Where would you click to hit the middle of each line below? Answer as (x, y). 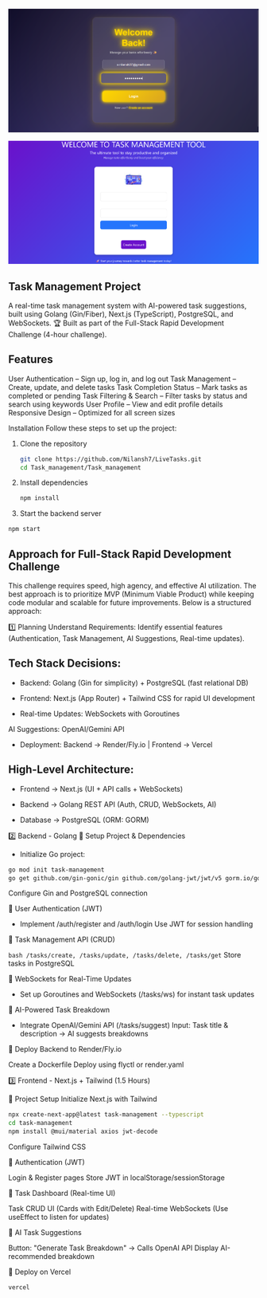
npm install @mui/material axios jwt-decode (83, 1132)
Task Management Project (75, 287)
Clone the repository (53, 443)
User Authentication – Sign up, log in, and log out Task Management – (122, 379)
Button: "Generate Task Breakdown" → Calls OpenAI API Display (114, 1248)
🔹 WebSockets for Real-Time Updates (70, 979)
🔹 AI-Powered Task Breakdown (59, 1010)
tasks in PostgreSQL (41, 964)
